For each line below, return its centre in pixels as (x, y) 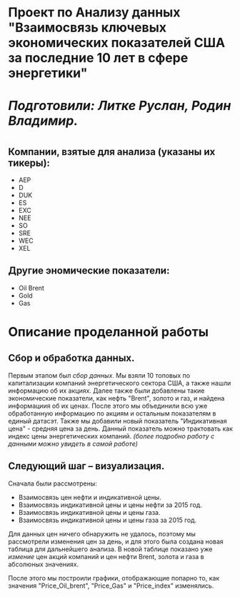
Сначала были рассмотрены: (52, 483)
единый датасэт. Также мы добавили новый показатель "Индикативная (117, 421)
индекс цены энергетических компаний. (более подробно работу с (111, 436)
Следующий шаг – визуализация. (86, 466)
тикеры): (29, 162)
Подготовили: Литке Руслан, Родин (120, 106)
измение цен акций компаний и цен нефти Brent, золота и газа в (106, 556)
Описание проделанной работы (109, 332)
